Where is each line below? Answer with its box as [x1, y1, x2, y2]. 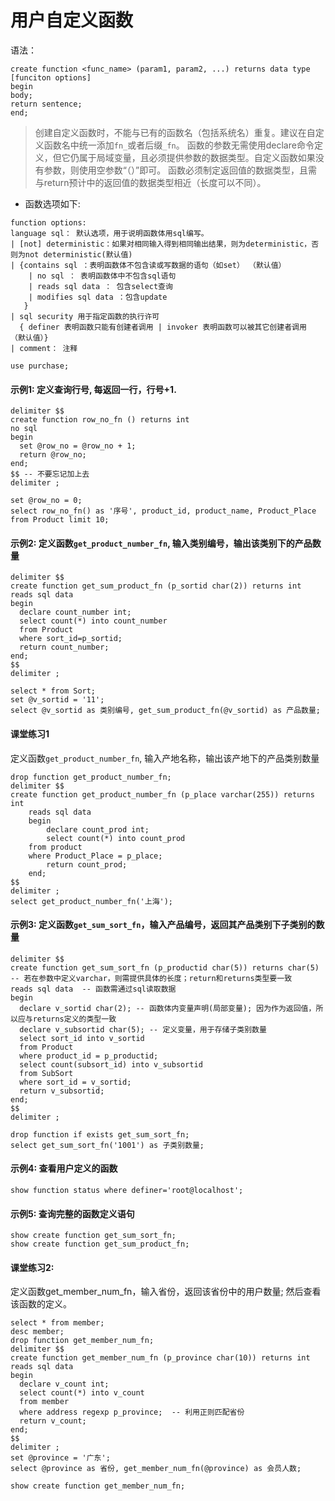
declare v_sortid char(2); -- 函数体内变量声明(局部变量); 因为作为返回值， [19, 1003, 317, 1013]
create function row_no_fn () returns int [10, 415, 190, 425]
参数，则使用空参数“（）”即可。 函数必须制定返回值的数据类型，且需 [43, 164, 318, 176]
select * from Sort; [10, 686, 97, 696]
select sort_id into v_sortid [19, 1033, 145, 1043]
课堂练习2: [10, 1261, 55, 1273]
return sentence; [10, 99, 83, 109]
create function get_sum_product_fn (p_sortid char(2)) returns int [10, 581, 302, 591]
